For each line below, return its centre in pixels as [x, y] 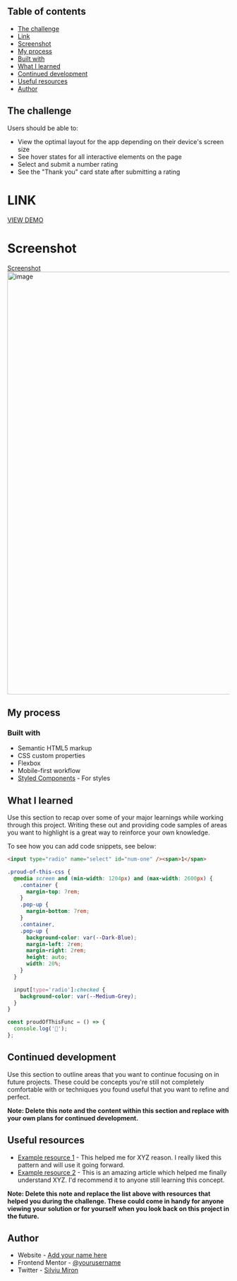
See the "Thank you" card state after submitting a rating [99, 172]
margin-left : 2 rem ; [54, 944]
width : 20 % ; [43, 964]
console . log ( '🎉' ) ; [41, 1029]
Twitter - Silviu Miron [48, 1270]
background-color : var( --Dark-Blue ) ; [81, 938]
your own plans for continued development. [73, 1118]
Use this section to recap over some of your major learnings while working [115, 817]
